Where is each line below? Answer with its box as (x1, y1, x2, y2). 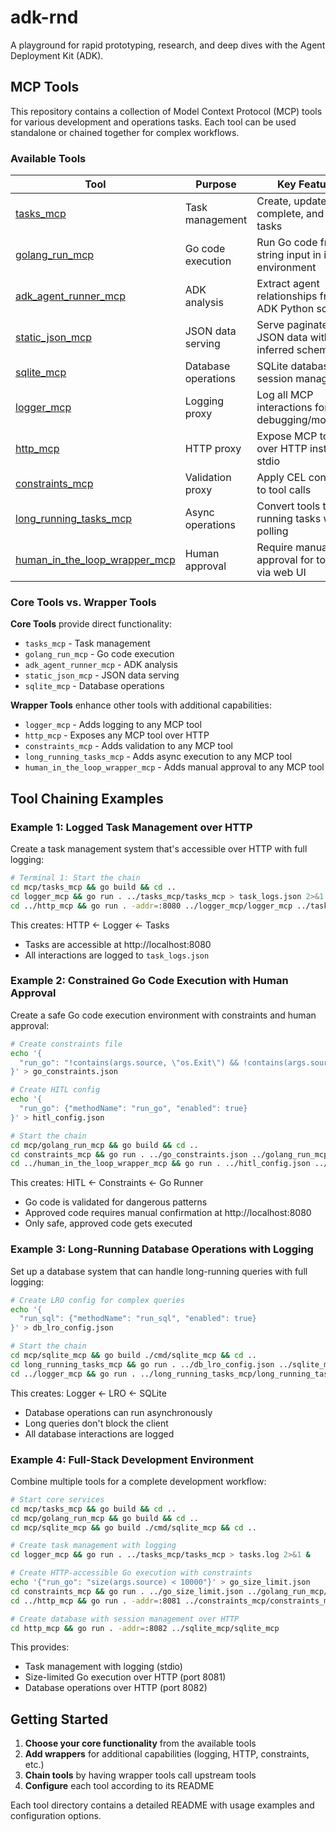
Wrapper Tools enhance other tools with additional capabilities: (10, 699, 272, 711)
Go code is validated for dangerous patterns (24, 1196, 208, 1208)
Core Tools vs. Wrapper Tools (10, 595, 157, 609)
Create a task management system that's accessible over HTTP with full (10, 843, 308, 855)
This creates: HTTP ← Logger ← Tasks (10, 919, 170, 931)
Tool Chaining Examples (10, 790, 164, 807)
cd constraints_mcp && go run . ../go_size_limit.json (10, 1586, 244, 1596)
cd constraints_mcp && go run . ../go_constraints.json (10, 1149, 248, 1160)
